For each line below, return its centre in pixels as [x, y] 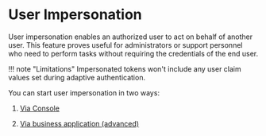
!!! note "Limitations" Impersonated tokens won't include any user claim [125, 68]
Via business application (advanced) [79, 123]
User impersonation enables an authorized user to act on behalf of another [131, 37]
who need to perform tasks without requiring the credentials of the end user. [133, 53]
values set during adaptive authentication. [77, 77]
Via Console [39, 108]
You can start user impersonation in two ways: [84, 92]
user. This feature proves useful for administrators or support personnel [125, 45]
